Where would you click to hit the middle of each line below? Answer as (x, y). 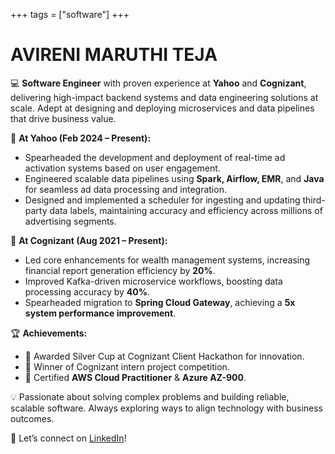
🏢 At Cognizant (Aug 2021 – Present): (89, 240)
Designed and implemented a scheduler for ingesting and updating (162, 200)
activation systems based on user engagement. (122, 168)
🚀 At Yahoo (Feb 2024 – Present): (81, 138)
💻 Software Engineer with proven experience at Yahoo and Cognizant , (158, 83)
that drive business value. (63, 118)
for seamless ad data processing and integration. (125, 189)
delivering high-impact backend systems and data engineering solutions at (164, 97)
